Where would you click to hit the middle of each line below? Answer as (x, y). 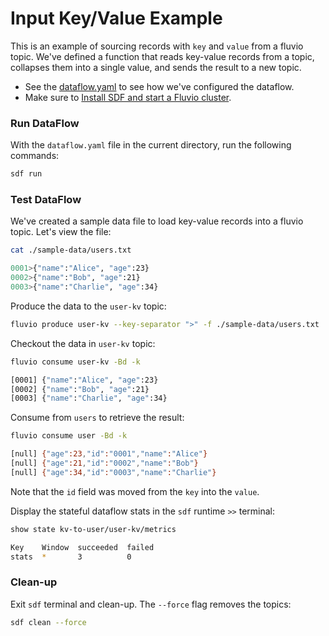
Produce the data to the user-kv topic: (88, 306)
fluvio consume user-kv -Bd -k (75, 362)
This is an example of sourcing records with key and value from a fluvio (157, 46)
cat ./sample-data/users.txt (71, 250)
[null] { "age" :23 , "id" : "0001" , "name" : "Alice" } (109, 454)
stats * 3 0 (71, 557)
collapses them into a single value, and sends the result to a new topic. (156, 67)
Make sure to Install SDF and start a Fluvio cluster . (128, 97)
